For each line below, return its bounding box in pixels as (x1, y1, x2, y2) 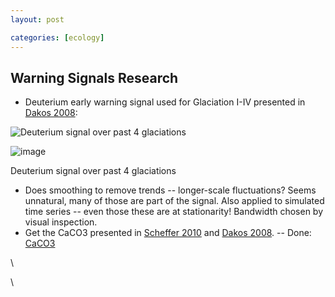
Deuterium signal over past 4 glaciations (10, 165, 177, 177)
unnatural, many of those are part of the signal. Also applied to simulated (24, 195, 325, 207)
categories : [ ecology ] (10, 32, 105, 43)
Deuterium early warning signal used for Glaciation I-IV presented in (24, 96, 306, 108)
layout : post (10, 14, 65, 25)
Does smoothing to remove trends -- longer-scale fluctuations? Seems (24, 184, 317, 196)
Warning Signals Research (10, 69, 179, 86)
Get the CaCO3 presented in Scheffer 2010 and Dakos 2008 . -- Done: (24, 227, 312, 239)
